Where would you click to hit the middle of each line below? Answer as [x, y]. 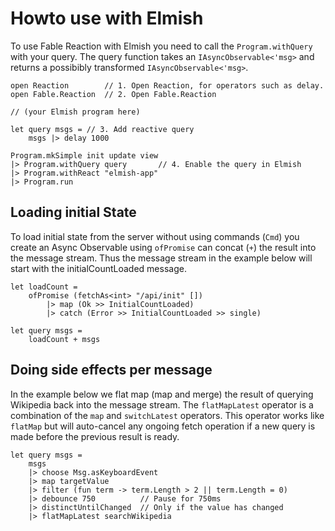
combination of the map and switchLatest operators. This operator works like [167, 415]
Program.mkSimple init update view [84, 155]
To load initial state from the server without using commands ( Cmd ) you [155, 236]
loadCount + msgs [64, 339]
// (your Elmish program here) [75, 112]
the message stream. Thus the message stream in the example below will [161, 258]
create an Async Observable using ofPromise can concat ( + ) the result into [163, 247]
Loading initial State [73, 212]
